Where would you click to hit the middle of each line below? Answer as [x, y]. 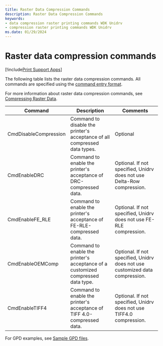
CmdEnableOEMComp [33, 264]
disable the [83, 125]
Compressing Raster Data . [31, 99]
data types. [83, 149]
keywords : [15, 18]
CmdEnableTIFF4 [27, 308]
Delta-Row [127, 181]
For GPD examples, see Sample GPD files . [47, 338]
